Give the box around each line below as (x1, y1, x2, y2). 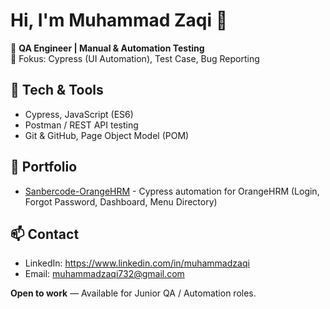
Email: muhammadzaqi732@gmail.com (24, 268, 185, 280)
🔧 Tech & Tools (10, 82, 104, 99)
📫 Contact (10, 225, 80, 243)
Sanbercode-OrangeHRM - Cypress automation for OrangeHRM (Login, (24, 185, 320, 197)
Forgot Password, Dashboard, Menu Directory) (24, 195, 218, 208)
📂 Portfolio (10, 159, 78, 176)
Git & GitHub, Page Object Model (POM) (24, 129, 190, 141)
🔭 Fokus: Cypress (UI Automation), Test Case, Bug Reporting (10, 52, 260, 64)
